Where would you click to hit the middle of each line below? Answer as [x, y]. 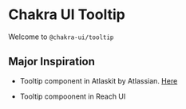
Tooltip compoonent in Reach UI [73, 96]
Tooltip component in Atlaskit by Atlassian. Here [99, 80]
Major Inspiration [52, 62]
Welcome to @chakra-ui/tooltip [61, 37]
